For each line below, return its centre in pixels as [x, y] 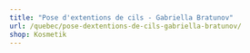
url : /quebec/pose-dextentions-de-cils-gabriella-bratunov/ [126, 26]
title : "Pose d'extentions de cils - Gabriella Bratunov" [121, 18]
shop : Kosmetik [38, 34]
